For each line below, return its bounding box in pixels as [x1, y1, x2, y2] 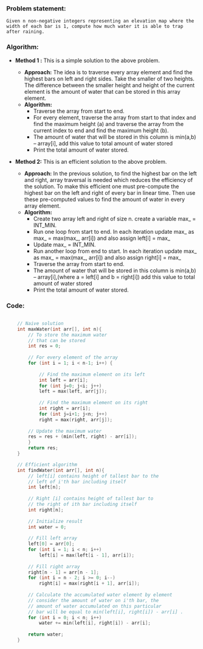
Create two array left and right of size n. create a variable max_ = [33, 215, 196, 222]
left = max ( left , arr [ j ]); [38, 388, 108, 395]
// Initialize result [28, 518, 83, 524]
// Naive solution [17, 320, 64, 326]
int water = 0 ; [28, 524, 67, 530]
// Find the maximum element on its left [38, 371, 146, 377]
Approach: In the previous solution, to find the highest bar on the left [24, 169, 198, 177]
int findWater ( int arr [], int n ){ [17, 467, 105, 473]
